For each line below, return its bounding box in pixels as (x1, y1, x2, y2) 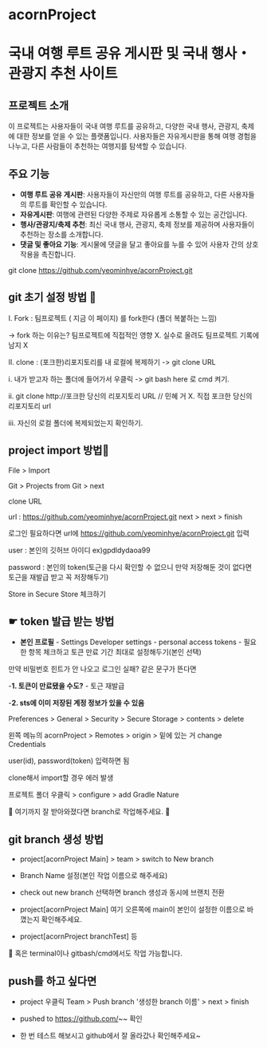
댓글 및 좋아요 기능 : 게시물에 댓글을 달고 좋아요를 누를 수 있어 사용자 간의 (19, 239, 245, 249)
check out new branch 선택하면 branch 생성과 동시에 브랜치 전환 (19, 888, 225, 897)
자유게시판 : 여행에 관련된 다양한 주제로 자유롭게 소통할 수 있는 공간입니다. (19, 210, 248, 219)
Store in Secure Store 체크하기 (8, 589, 106, 599)
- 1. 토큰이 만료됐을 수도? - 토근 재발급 (8, 681, 125, 691)
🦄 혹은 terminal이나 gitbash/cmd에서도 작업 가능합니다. (8, 948, 183, 959)
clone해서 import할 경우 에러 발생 (8, 773, 114, 783)
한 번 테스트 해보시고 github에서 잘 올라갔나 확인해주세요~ (19, 1031, 201, 1041)
